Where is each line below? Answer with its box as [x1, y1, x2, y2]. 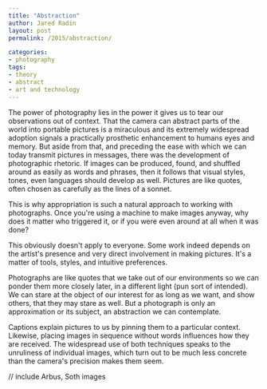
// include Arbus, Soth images [8, 371, 106, 381]
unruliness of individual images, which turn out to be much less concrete [8, 347, 247, 357]
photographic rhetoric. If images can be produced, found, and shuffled [8, 158, 241, 168]
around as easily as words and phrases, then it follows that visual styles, [8, 167, 245, 177]
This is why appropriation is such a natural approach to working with [8, 199, 234, 208]
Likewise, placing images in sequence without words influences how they [8, 331, 249, 340]
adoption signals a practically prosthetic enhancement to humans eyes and [8, 133, 255, 142]
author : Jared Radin [8, 19, 77, 27]
